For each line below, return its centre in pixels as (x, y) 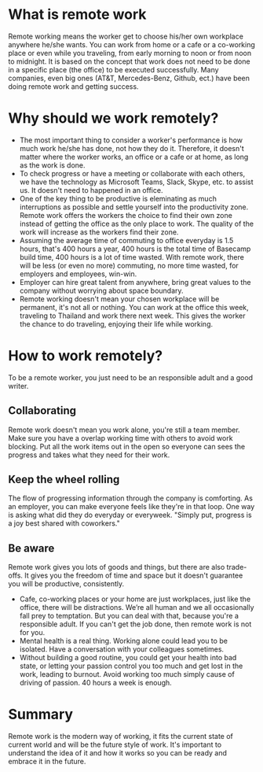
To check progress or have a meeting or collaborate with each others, (132, 173)
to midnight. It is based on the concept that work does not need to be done (129, 61)
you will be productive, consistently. (66, 584)
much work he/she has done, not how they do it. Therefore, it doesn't (132, 148)
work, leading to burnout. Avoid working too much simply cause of (127, 674)
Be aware (31, 548)
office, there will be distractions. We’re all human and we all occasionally (137, 608)
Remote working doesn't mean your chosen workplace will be (119, 299)
